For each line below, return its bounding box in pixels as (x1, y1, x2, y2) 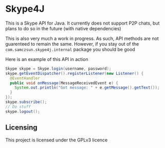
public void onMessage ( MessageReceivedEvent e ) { (10, 80, 118, 86)
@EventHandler (10, 75, 40, 81)
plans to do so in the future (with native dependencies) (5, 25, 122, 31)
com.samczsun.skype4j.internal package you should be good (5, 46, 135, 52)
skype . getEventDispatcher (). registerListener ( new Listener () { (5, 71, 144, 76)
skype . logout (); (5, 109, 40, 114)
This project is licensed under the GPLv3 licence (5, 137, 108, 143)
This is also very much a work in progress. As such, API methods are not (5, 35, 159, 41)
